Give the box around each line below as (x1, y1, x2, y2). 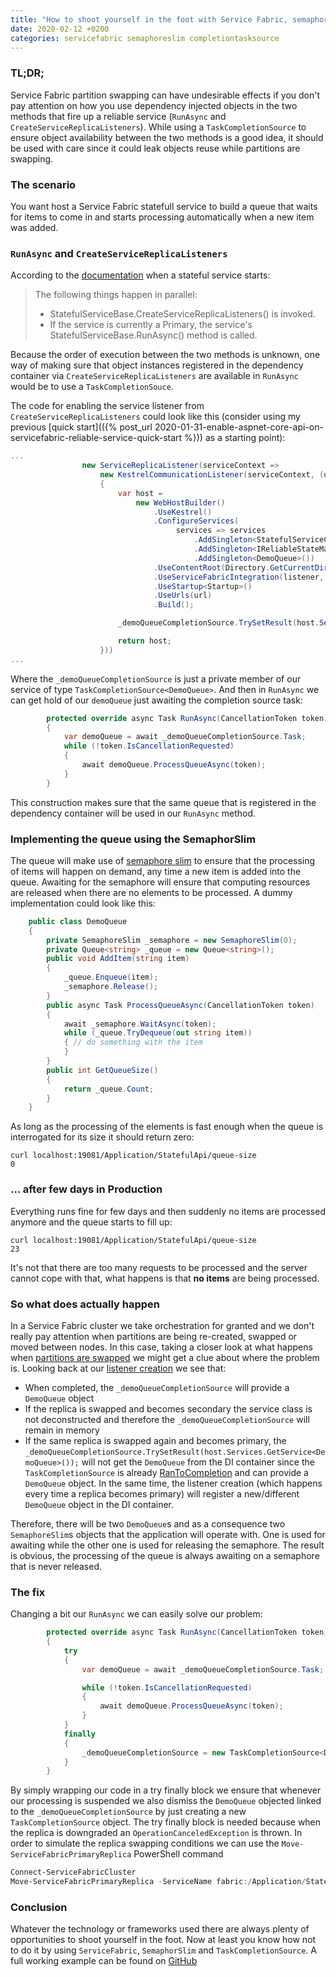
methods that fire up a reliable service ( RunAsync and (10, 110, 227, 122)
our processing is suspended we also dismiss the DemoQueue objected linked (10, 1795, 322, 1807)
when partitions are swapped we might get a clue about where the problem (10, 1351, 320, 1363)
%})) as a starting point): (184, 432, 286, 444)
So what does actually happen (10, 1297, 160, 1311)
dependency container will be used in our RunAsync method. (10, 807, 257, 819)
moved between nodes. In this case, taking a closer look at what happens (10, 1341, 313, 1353)
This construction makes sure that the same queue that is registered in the (10, 796, 317, 808)
